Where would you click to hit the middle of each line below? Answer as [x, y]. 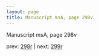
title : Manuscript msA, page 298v [50, 17]
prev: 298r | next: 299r [34, 46]
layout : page [23, 12]
